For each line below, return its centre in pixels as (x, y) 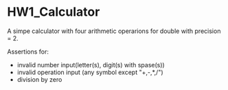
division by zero (39, 79)
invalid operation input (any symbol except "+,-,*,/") (90, 72)
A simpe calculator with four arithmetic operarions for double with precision (114, 31)
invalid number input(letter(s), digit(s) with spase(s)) (91, 65)
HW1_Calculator (54, 12)
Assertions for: (28, 52)
